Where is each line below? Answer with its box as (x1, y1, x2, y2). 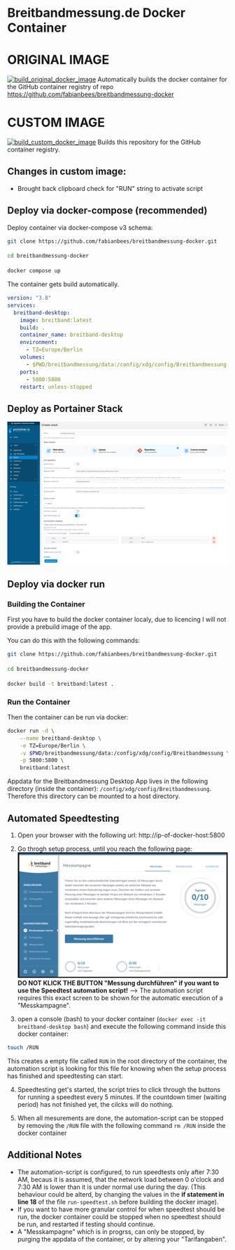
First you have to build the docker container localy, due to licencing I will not (7, 616, 227, 624)
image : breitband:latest (20, 317, 92, 324)
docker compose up (7, 267, 61, 274)
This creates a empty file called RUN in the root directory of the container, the (7, 1056, 227, 1065)
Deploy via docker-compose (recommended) (7, 205, 208, 217)
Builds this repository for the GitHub (97, 138, 201, 147)
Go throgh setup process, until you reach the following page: (17, 844, 193, 853)
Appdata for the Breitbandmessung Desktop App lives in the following (7, 777, 208, 785)
